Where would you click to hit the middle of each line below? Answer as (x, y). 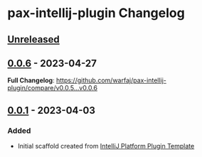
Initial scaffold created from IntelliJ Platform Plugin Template (106, 146)
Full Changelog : (31, 80)
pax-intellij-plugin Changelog (96, 13)
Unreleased (34, 39)
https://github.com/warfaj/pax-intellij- (111, 80)
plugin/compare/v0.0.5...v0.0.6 (53, 88)
